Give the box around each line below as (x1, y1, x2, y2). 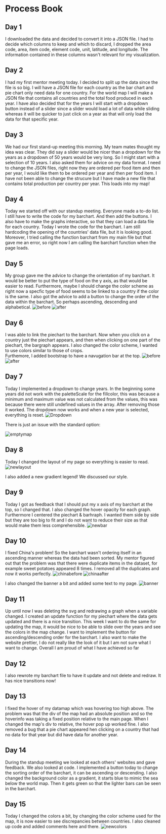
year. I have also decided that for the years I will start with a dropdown (5, 100, 148, 106)
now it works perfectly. (5, 571, 52, 577)
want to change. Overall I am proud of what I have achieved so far (5, 645, 139, 651)
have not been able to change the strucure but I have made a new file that (5, 175, 156, 181)
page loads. (5, 245, 30, 251)
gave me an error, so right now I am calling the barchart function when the (5, 240, 157, 246)
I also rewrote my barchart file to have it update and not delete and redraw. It (5, 672, 162, 678)
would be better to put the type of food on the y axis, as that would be (5, 278, 148, 284)
